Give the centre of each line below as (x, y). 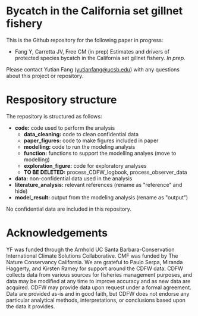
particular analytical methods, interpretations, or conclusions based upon (96, 300)
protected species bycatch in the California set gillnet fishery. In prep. (100, 58)
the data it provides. (31, 306)
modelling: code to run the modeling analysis (79, 146)
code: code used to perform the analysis (65, 128)
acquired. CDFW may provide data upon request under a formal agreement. (99, 287)
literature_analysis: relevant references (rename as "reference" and (98, 184)
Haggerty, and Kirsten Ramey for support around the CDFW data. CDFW (95, 268)
